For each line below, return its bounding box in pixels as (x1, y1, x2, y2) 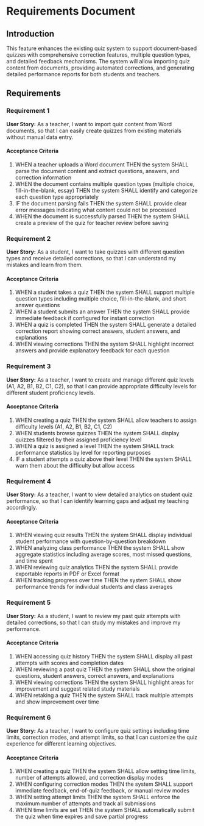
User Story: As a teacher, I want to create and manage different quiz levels (6, 376, 194, 383)
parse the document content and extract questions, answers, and (15, 167, 180, 174)
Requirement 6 (6, 713, 51, 722)
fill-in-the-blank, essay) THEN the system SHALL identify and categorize (15, 187, 198, 194)
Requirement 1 (6, 107, 50, 115)
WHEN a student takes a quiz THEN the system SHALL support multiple (15, 288, 195, 296)
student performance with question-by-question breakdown (15, 538, 166, 545)
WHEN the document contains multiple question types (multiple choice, (15, 180, 195, 187)
